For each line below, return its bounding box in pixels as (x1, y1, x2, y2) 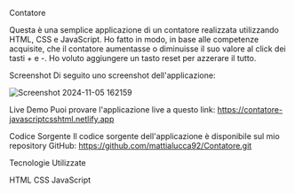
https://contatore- (217, 105, 283, 114)
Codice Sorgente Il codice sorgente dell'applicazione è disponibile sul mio (9, 131, 280, 141)
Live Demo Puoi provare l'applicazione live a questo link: (9, 105, 216, 114)
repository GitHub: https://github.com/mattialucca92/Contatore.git (9, 141, 252, 151)
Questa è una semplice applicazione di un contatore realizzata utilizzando (9, 25, 280, 35)
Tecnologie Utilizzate (9, 158, 86, 167)
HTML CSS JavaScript (9, 175, 92, 185)
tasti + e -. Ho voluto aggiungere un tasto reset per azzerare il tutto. (9, 53, 257, 63)
